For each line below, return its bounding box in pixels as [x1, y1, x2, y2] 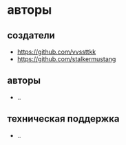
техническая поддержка [7, 113, 120, 125]
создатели [7, 30, 55, 41]
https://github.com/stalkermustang [17, 55, 116, 63]
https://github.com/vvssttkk [17, 47, 96, 56]
